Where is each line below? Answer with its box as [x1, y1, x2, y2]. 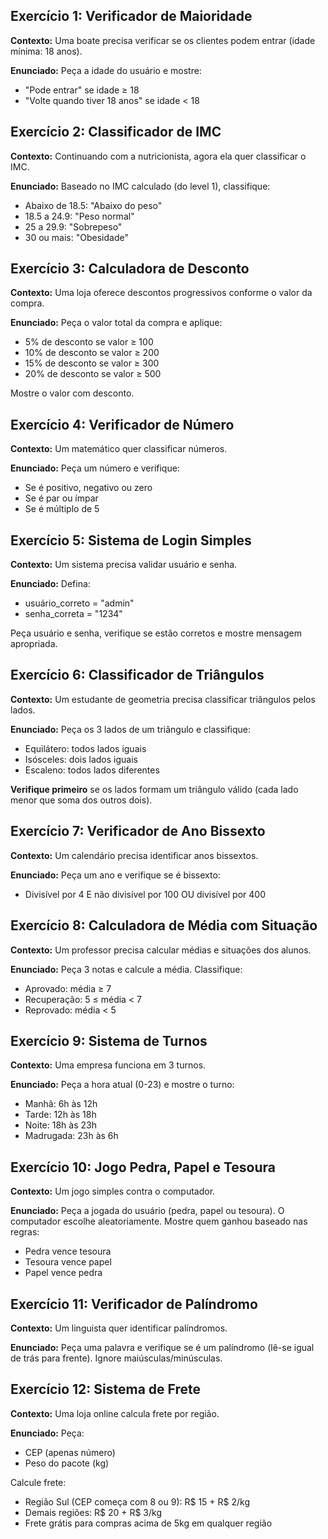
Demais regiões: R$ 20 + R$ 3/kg [24, 1506, 163, 1518]
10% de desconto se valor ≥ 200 [24, 347, 160, 359]
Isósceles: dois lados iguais [24, 753, 138, 765]
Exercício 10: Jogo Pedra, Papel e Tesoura [10, 1159, 276, 1176]
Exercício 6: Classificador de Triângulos [10, 667, 265, 684]
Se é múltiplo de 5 [24, 503, 100, 515]
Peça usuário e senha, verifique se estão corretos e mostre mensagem [10, 627, 302, 639]
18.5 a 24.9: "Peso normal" [24, 210, 135, 222]
